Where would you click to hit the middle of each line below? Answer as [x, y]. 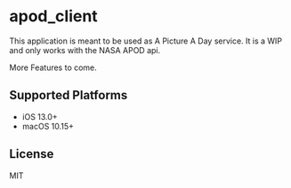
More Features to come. [53, 67]
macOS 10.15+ [48, 126]
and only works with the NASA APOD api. [85, 50]
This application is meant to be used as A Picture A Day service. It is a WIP [146, 41]
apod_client [53, 16]
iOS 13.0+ [40, 116]
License [32, 154]
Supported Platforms [69, 95]
